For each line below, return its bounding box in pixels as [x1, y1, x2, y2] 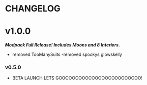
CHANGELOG [5, 3, 60, 14]
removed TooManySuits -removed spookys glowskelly [12, 51, 122, 57]
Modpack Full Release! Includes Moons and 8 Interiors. [5, 42, 120, 48]
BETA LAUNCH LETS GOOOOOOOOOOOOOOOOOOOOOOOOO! [12, 75, 143, 81]
